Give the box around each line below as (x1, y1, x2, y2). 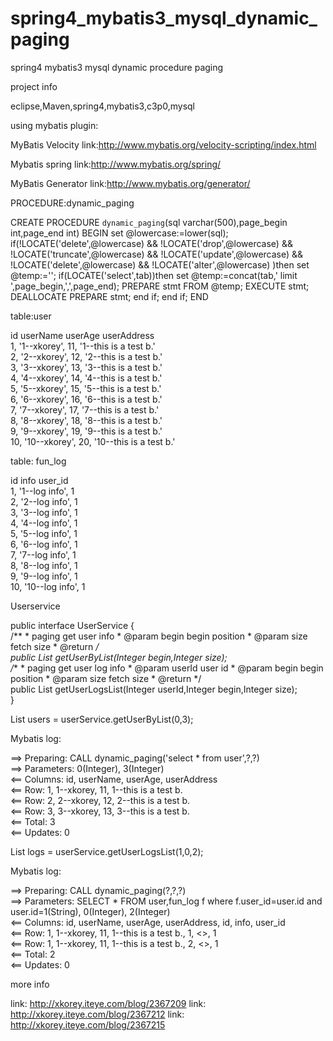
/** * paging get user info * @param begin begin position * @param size (10, 630, 308, 642)
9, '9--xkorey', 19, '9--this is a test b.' (10, 425, 163, 437)
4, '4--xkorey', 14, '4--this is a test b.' (10, 372, 163, 384)
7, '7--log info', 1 (10, 548, 77, 561)
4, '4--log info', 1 (10, 517, 78, 529)
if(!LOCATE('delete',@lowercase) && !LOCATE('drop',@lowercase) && (10, 237, 293, 249)
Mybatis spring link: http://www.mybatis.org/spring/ (10, 158, 222, 170)
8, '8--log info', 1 (10, 559, 78, 571)
